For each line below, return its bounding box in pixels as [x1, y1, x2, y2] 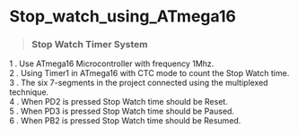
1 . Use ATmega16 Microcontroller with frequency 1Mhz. [9, 58, 215, 69]
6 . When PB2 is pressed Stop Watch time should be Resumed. [9, 115, 241, 126]
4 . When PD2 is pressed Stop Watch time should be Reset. [9, 97, 229, 107]
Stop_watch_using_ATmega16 [9, 6, 236, 27]
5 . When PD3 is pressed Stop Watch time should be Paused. [9, 105, 235, 117]
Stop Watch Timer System [31, 38, 148, 51]
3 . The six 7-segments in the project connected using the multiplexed [9, 78, 268, 89]
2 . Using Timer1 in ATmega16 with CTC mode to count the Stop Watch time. [9, 68, 290, 79]
